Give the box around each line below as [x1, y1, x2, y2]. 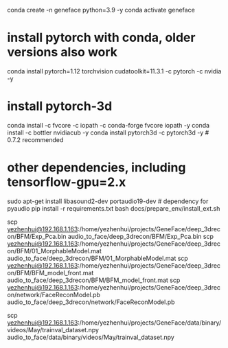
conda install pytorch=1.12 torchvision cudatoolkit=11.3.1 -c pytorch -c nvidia [7, 67, 222, 75]
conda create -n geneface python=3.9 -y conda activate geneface [7, 6, 196, 14]
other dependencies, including [7, 160, 186, 176]
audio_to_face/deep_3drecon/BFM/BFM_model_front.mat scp [7, 276, 181, 284]
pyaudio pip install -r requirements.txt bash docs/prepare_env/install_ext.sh [7, 204, 220, 212]
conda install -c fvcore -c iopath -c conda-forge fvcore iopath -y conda [7, 121, 210, 129]
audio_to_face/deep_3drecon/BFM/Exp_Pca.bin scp [67, 232, 214, 240]
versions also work [7, 45, 118, 60]
